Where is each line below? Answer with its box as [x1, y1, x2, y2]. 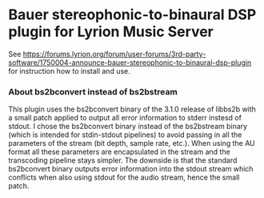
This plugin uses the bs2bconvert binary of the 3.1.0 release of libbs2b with [8, 104, 256, 114]
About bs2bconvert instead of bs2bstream [8, 86, 178, 97]
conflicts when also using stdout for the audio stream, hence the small [8, 172, 240, 182]
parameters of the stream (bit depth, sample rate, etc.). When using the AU [8, 139, 255, 148]
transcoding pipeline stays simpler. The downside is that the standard [8, 156, 238, 165]
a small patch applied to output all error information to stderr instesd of [8, 113, 242, 123]
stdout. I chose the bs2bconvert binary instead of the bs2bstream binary [8, 122, 248, 131]
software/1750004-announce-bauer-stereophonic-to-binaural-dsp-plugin [8, 58, 252, 67]
